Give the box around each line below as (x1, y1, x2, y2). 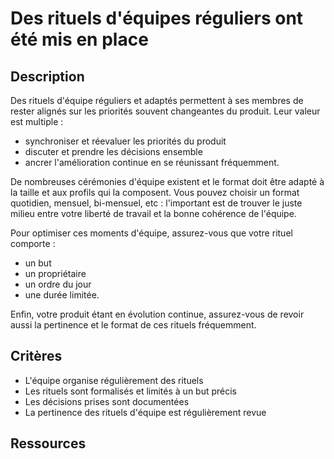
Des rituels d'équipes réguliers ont (10, 7, 304, 30)
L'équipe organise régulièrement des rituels (24, 374, 204, 386)
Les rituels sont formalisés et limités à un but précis (24, 385, 238, 397)
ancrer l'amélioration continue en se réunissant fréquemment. (24, 157, 280, 168)
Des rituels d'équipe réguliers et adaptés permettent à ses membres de (10, 95, 304, 106)
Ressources (10, 435, 87, 452)
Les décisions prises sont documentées (24, 395, 190, 407)
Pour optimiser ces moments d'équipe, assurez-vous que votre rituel (10, 227, 293, 239)
